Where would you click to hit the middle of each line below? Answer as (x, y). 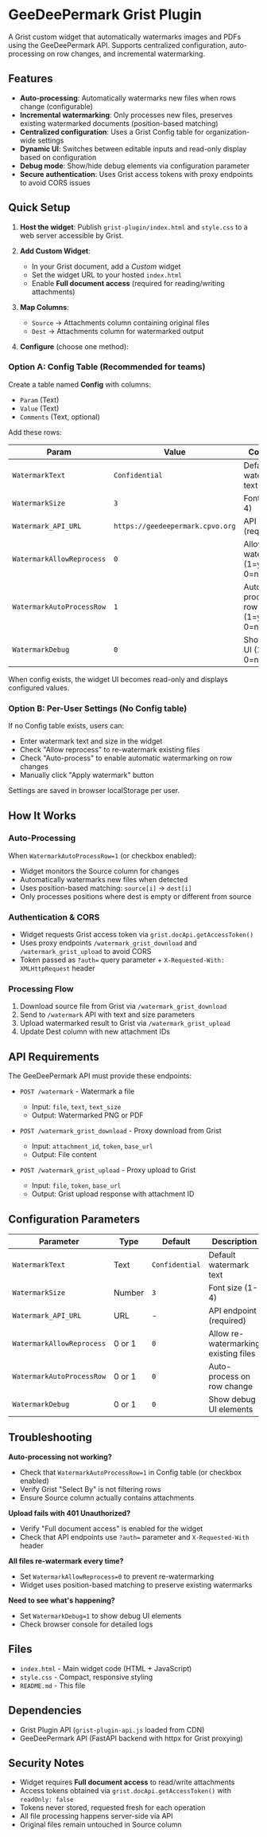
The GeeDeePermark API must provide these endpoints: (100, 1076)
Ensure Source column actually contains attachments (107, 1497)
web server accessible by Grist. (72, 235)
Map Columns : (44, 307)
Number (129, 1293)
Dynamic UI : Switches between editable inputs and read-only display (133, 148)
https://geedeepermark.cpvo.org (175, 526)
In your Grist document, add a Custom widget (106, 266)
